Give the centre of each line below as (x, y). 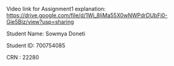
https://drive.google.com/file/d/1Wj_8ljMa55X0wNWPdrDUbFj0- (87, 15)
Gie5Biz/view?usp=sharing (40, 22)
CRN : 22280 (23, 57)
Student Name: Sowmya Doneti (46, 34)
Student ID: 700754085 (36, 46)
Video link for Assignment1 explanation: (56, 9)
